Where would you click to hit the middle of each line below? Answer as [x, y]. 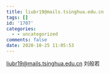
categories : [21, 29]
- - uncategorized [35, 34]
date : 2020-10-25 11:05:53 [40, 46]
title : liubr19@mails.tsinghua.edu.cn [55, 12]
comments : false [27, 40]
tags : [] [17, 17]
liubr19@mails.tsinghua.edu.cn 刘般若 [53, 63]
